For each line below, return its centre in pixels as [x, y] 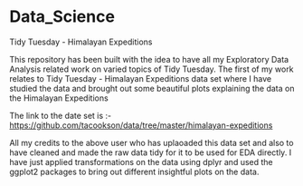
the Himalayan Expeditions [59, 98]
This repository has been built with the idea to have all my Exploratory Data [149, 59]
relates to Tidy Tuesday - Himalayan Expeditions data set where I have [141, 78]
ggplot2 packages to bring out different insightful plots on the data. [134, 171]
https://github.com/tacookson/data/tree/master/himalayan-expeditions [141, 125]
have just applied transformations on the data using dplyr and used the [141, 162]
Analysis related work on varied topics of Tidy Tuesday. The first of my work [151, 69]
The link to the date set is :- [61, 115]
